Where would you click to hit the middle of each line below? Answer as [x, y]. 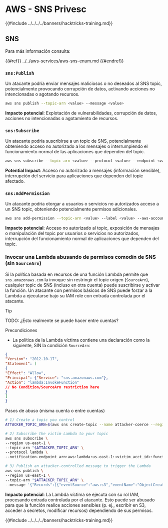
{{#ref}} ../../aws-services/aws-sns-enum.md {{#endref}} [64, 61]
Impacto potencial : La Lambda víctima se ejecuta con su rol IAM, [72, 494]
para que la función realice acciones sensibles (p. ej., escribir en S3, [75, 505]
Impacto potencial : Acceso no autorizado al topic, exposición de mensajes [82, 228]
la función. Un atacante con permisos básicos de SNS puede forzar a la [79, 290]
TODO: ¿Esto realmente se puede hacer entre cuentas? [62, 321]
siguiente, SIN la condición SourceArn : [51, 345]
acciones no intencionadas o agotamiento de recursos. [62, 118]
